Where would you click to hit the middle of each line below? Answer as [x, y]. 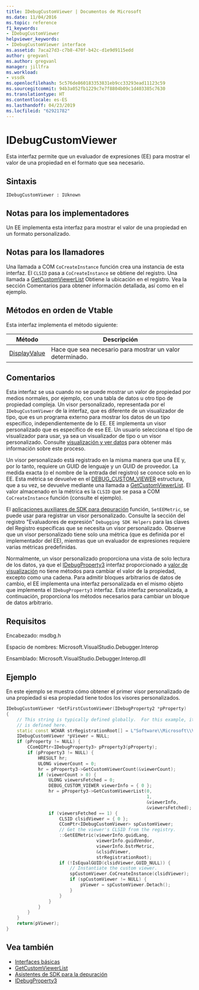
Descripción [120, 339]
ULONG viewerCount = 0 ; [67, 764]
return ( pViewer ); [38, 924]
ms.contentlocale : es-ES [37, 100]
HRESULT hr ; [52, 758]
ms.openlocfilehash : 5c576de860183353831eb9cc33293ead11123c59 [86, 84]
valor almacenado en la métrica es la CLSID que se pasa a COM [83, 492]
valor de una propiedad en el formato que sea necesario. [76, 163]
